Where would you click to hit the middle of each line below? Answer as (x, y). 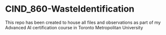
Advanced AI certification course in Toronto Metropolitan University (74, 27)
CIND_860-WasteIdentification (70, 9)
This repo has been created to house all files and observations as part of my (83, 22)
